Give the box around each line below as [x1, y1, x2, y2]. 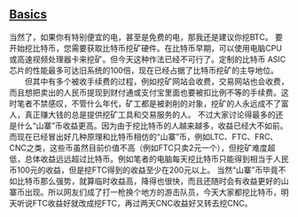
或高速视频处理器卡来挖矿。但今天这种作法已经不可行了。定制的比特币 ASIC [9, 53, 286, 65]
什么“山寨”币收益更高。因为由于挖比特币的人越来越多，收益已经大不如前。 [16, 120, 288, 131]
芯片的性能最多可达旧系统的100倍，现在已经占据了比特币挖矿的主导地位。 [9, 65, 279, 75]
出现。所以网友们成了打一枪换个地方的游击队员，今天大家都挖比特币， [24, 186, 281, 198]
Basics [9, 7, 47, 22]
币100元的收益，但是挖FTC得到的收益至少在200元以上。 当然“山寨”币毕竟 [9, 164, 278, 175]
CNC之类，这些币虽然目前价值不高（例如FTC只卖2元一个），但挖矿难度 [9, 142, 268, 153]
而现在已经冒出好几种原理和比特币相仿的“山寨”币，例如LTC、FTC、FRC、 [9, 131, 278, 142]
